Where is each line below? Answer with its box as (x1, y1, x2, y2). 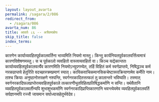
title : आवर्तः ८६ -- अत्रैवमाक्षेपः (5, 30, 58, 35)
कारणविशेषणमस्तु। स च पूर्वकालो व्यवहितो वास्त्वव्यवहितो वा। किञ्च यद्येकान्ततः (5, 58, 127, 64)
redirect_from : (5, 16, 37, 21)
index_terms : (5, 39, 32, 44)
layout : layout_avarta (5, 7, 52, 12)
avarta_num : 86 (5, 25, 37, 30)
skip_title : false (5, 35, 43, 40)
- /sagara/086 (9, 21, 39, 26)
